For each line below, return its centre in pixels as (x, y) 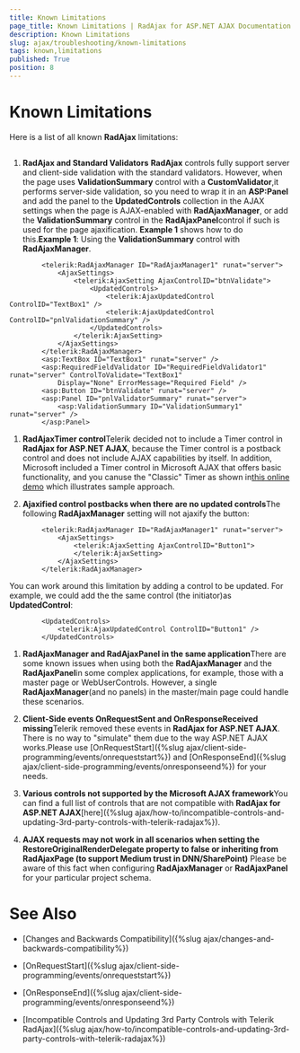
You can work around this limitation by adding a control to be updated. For (146, 586)
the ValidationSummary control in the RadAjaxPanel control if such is (151, 220)
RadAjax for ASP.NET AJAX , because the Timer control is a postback (151, 449)
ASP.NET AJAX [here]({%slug (77, 812)
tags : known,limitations (56, 51)
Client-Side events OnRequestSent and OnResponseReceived (140, 719)
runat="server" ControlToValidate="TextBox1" (96, 375)
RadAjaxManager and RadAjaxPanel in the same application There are (154, 654)
